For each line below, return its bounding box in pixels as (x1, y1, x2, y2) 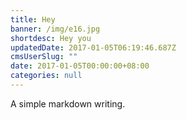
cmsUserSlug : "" (10, 52, 78, 62)
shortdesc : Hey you (10, 33, 92, 43)
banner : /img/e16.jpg (10, 24, 101, 34)
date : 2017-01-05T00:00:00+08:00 (10, 61, 150, 71)
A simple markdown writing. (10, 97, 126, 110)
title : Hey (10, 14, 56, 25)
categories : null (10, 71, 83, 81)
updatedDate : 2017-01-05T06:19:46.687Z (10, 42, 177, 53)
